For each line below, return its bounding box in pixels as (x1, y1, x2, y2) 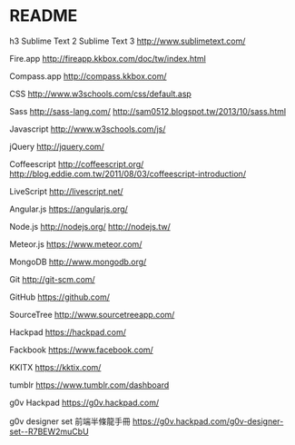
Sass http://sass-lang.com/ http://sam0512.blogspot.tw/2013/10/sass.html (9, 105, 287, 116)
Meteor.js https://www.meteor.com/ (9, 238, 143, 250)
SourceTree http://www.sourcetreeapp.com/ (9, 309, 175, 320)
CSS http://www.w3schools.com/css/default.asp (9, 88, 192, 99)
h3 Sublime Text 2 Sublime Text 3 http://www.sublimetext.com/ (9, 35, 246, 46)
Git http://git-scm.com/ (9, 273, 95, 284)
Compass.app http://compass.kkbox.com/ (9, 70, 167, 82)
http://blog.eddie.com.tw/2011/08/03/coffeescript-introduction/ (9, 168, 247, 179)
